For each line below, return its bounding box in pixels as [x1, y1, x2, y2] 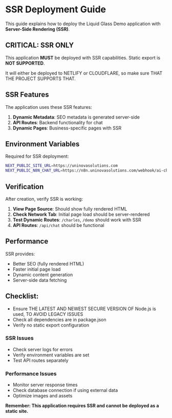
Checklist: [5, 292, 39, 301]
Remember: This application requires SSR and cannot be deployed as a [5, 403, 159, 409]
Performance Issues [5, 370, 57, 377]
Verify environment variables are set [12, 352, 90, 358]
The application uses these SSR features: [5, 104, 92, 110]
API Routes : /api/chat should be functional [12, 222, 104, 228]
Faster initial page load [12, 266, 61, 272]
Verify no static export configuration [12, 322, 90, 328]
